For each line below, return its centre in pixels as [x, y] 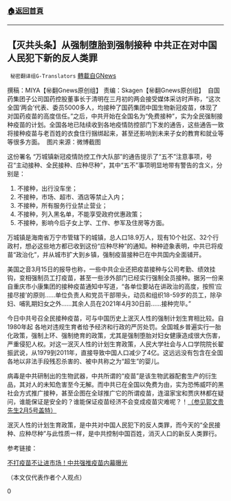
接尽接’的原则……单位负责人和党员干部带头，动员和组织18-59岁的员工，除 [112, 295]
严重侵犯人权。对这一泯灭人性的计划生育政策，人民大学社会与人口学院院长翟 [115, 344]
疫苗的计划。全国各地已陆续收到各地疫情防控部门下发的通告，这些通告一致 [118, 125]
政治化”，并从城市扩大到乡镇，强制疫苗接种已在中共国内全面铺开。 [111, 255]
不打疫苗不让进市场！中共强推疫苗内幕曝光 [67, 463]
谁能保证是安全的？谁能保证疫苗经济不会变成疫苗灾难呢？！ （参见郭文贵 [121, 402]
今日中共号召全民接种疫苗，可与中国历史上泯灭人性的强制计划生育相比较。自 [115, 319]
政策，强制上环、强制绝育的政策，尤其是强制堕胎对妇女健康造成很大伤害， [118, 336]
